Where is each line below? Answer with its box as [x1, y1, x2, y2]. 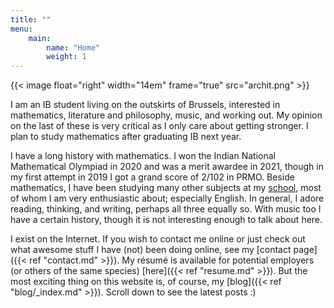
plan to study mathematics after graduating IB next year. [10, 131, 242, 143]
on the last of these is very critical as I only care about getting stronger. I [10, 120, 309, 132]
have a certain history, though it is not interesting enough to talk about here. [10, 214, 323, 226]
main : [28, 33, 52, 43]
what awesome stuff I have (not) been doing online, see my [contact [10, 244, 292, 256]
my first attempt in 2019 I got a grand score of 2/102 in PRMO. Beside [10, 171, 295, 183]
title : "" [10, 14, 52, 25]
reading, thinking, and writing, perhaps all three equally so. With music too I [10, 203, 322, 215]
